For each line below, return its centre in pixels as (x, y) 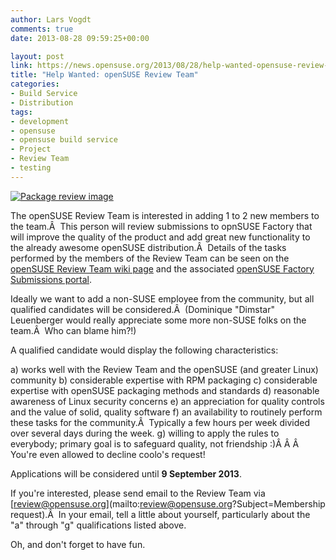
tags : (21, 112)
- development (40, 121)
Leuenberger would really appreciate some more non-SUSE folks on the (158, 320)
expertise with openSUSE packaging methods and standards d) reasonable (165, 390)
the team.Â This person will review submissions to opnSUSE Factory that (161, 226)
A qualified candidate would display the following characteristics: (144, 350)
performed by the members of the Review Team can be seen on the (150, 258)
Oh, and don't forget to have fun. (78, 544)
